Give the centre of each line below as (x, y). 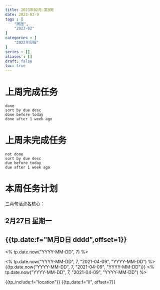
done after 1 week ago (29, 119)
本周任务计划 (32, 189)
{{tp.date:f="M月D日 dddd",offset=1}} (66, 240)
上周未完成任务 (36, 140)
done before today (24, 115)
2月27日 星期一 (28, 221)
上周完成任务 (32, 92)
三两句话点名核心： (25, 203)
